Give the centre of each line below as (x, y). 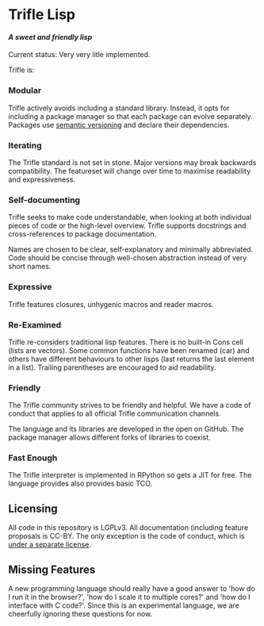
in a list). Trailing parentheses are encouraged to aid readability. (112, 367)
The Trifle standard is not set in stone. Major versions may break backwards (132, 162)
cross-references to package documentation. (82, 234)
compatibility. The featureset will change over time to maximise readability (130, 171)
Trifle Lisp (42, 15)
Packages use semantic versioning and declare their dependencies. (119, 125)
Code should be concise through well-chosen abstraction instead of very (128, 258)
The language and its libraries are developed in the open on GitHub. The (126, 429)
